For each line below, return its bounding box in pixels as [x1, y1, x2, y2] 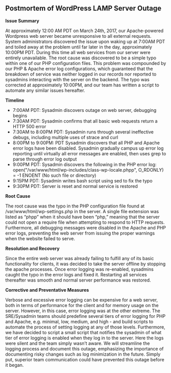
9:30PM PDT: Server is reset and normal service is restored [12, 183, 138, 189]
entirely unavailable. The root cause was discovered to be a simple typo [5, 55, 157, 61]
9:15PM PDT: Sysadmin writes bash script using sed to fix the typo [12, 177, 153, 183]
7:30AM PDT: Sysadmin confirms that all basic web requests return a [12, 118, 158, 124]
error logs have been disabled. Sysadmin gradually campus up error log [12, 145, 164, 151]
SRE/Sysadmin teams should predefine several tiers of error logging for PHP [5, 313, 166, 319]
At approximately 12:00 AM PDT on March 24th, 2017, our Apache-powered [5, 28, 164, 34]
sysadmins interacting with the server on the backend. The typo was [5, 76, 150, 82]
